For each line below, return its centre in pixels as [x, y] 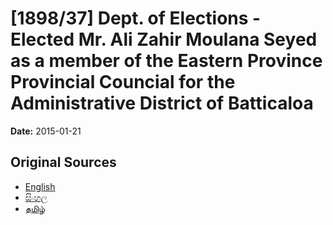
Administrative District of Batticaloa [162, 103]
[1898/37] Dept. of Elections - [136, 18]
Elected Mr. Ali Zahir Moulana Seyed [164, 39]
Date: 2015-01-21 [46, 131]
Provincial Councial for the [123, 82]
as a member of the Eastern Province [166, 61]
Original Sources [63, 162]
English [40, 186]
